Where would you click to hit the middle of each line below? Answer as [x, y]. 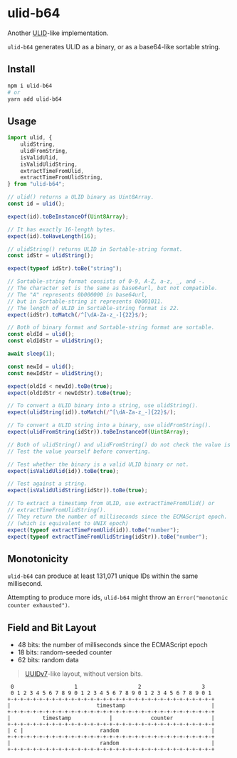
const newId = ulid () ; [41, 366]
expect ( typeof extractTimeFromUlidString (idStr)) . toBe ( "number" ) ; [108, 537]
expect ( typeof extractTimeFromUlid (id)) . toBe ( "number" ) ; [94, 530]
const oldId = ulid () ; [41, 334]
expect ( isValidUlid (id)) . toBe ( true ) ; [63, 471]
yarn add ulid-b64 [35, 99]
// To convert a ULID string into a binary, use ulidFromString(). [110, 425]
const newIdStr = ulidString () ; [55, 373]
